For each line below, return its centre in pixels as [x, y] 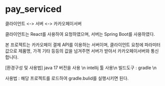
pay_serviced [34, 9]
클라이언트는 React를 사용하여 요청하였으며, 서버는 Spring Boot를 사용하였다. [80, 34]
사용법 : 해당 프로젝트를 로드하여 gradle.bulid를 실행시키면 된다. [67, 78]
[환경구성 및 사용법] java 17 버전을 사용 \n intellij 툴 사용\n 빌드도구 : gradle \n [81, 68]
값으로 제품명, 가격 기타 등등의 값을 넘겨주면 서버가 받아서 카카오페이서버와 [78, 51]
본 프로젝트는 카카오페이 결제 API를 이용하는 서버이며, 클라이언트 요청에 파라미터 [83, 44]
